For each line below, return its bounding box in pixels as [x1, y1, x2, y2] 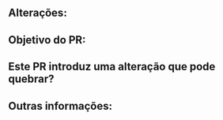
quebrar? [8, 73, 55, 86]
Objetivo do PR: [8, 33, 86, 47]
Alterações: [8, 6, 67, 20]
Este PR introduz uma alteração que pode [8, 60, 216, 73]
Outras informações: [8, 99, 113, 113]
